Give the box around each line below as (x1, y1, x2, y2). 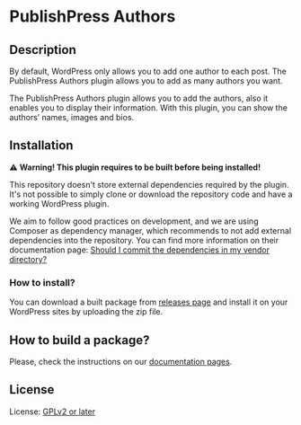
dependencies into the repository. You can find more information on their (9, 235, 279, 245)
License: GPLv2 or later (9, 406, 96, 417)
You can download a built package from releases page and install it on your (9, 297, 288, 307)
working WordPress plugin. (9, 198, 110, 208)
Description (9, 42, 76, 58)
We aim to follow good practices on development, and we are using (9, 216, 259, 226)
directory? (9, 253, 48, 264)
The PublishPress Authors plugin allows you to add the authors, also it (9, 93, 269, 103)
